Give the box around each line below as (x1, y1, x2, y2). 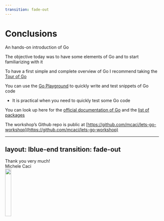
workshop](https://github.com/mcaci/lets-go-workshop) (5, 127, 119, 132)
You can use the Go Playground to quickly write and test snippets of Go (5, 83, 149, 89)
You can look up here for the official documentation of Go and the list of (5, 107, 150, 112)
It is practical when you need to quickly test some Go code (12, 97, 130, 103)
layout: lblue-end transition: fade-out (5, 145, 121, 153)
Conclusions (5, 28, 58, 39)
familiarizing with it (5, 59, 43, 65)
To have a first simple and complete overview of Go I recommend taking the (5, 68, 158, 74)
